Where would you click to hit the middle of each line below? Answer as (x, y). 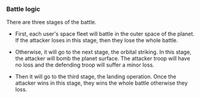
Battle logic (23, 9)
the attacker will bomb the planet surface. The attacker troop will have (102, 59)
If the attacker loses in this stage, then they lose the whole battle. (96, 41)
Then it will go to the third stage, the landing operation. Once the (96, 77)
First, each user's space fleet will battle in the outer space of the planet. (105, 34)
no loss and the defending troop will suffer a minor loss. (85, 65)
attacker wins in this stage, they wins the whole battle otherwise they (101, 83)
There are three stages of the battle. (52, 22)
